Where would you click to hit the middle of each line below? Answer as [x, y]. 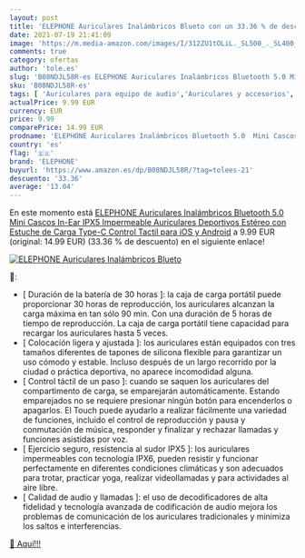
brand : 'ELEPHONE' [44, 161]
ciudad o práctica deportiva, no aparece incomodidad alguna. [138, 372]
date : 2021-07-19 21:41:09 [60, 35]
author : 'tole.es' [44, 69]
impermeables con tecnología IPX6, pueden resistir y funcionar [140, 459]
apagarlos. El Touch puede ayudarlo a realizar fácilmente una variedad [155, 411]
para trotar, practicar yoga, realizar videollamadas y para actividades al [155, 478]
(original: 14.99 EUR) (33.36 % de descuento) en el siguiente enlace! [137, 242]
